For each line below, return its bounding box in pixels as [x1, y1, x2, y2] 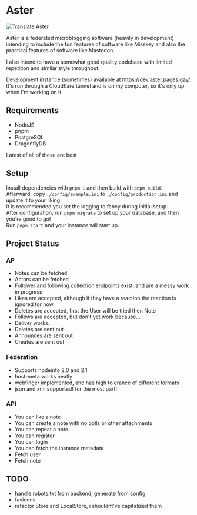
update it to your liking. [6, 197, 62, 204]
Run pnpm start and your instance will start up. [6, 221, 119, 228]
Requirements [6, 105, 59, 115]
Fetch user [14, 451, 41, 458]
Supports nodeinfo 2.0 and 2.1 [14, 366, 88, 374]
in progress [14, 288, 42, 295]
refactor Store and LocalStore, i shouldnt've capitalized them [14, 502, 162, 509]
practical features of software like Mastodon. [6, 46, 115, 54]
